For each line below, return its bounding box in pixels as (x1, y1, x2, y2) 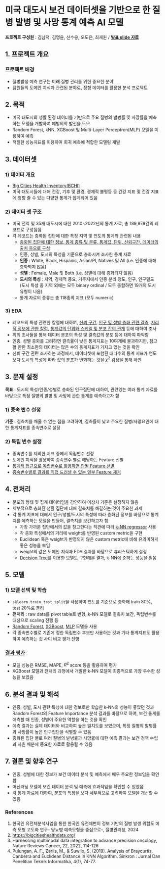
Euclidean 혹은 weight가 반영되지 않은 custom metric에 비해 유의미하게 (19, 536, 159, 542)
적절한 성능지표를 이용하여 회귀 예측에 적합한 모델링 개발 (12, 139, 121, 145)
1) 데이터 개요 (5, 171, 35, 178)
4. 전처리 (5, 485, 31, 493)
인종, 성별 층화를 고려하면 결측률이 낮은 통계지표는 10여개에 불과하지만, (12, 338, 149, 344)
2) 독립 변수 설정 (5, 438, 42, 445)
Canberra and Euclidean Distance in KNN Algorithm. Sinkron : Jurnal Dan (12, 853, 161, 859)
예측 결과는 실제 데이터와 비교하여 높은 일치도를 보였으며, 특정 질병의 (12, 723, 144, 729)
